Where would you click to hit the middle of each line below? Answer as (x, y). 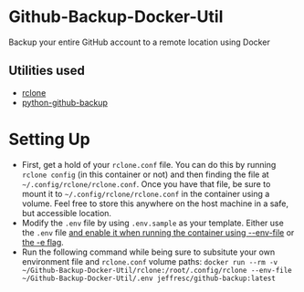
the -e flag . (43, 242)
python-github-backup (65, 102)
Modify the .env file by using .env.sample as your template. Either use (152, 223)
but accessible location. (66, 213)
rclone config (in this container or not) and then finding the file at (146, 174)
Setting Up (49, 139)
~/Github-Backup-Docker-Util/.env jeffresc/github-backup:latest (148, 278)
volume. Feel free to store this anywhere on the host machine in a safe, (155, 203)
